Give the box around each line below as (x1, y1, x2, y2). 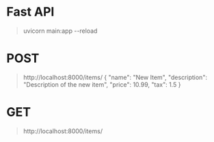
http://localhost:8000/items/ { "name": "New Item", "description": (23, 73, 208, 81)
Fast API (6, 4, 55, 20)
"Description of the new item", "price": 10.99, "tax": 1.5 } (23, 80, 181, 89)
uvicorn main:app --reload (23, 27, 98, 35)
